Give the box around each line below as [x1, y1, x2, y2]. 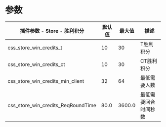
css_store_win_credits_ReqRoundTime [7, 102, 96, 109]
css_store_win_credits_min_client [7, 77, 84, 84]
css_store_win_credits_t [7, 44, 63, 51]
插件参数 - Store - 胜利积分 [19, 27, 84, 34]
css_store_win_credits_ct [7, 61, 65, 67]
